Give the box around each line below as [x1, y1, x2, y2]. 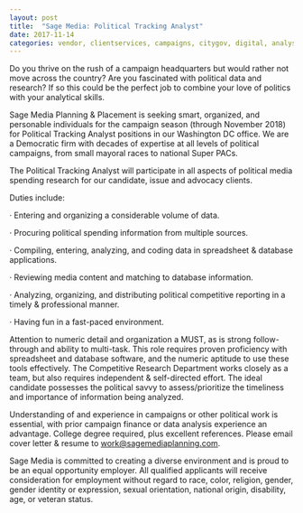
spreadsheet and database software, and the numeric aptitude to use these [9, 353, 290, 364]
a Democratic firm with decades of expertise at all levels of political [9, 138, 260, 149]
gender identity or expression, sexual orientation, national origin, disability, [9, 484, 287, 495]
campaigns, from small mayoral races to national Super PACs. [9, 148, 239, 159]
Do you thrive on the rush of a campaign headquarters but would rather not [9, 63, 289, 74]
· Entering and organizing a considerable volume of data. [9, 210, 220, 221]
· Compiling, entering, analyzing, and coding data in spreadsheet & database [9, 245, 293, 256]
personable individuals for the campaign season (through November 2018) [9, 119, 287, 130]
